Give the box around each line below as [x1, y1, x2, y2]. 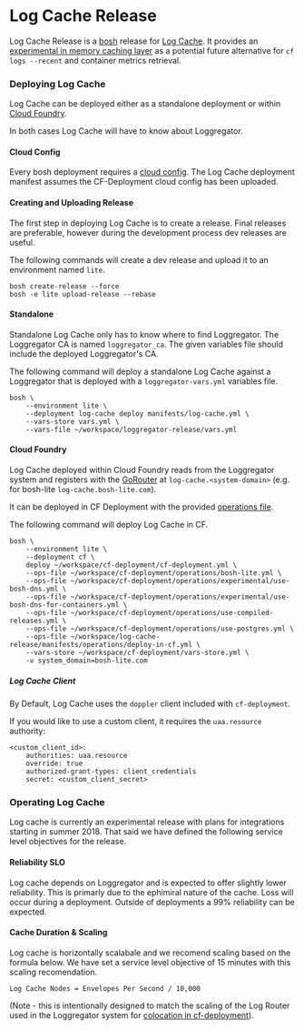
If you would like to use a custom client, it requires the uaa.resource [9, 716, 262, 727]
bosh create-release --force [9, 281, 120, 291]
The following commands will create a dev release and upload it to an [9, 254, 270, 265]
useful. [9, 237, 35, 247]
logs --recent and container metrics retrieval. [9, 55, 181, 66]
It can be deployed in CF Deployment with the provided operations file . [9, 501, 274, 512]
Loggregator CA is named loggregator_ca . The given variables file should [9, 338, 284, 349]
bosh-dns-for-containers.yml [9, 601, 120, 610]
